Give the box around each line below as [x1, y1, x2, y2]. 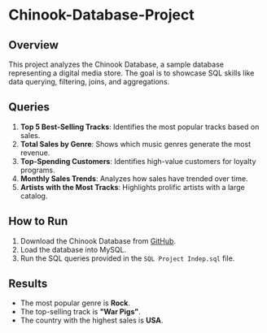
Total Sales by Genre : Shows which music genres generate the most [20, 139, 251, 149]
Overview [8, 38, 59, 52]
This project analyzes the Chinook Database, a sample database [8, 59, 224, 69]
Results [8, 277, 48, 291]
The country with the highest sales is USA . [20, 315, 164, 326]
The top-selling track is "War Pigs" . [20, 307, 141, 317]
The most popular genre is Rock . [20, 298, 130, 308]
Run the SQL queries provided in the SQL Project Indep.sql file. [20, 253, 235, 263]
